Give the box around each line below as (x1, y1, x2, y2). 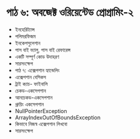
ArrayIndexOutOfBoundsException (14, 114, 101, 121)
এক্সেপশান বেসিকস (14, 73, 46, 80)
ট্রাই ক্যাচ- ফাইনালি (14, 80, 48, 87)
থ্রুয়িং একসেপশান (14, 100, 44, 108)
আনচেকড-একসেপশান (14, 94, 53, 101)
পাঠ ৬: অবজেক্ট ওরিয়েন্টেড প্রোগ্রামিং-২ (6, 5, 134, 19)
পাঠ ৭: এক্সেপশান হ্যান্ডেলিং (14, 66, 60, 74)
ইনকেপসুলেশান (14, 39, 41, 47)
